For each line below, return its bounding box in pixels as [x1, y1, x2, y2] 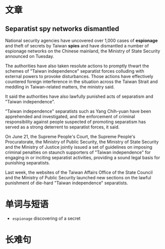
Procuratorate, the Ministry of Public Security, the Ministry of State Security [5, 139, 159, 145]
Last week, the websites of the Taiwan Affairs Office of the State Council [5, 169, 153, 175]
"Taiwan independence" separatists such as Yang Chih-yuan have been [5, 108, 152, 114]
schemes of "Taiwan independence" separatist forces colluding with [5, 68, 144, 74]
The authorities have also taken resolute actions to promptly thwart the [5, 63, 149, 69]
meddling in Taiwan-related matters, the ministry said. [5, 84, 115, 89]
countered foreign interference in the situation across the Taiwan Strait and [5, 79, 158, 84]
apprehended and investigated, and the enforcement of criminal [5, 114, 135, 119]
